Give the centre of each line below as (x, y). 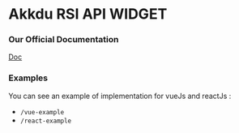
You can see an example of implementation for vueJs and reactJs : (120, 96)
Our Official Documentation (64, 40)
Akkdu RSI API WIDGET (88, 14)
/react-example (46, 121)
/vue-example (42, 112)
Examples (28, 78)
